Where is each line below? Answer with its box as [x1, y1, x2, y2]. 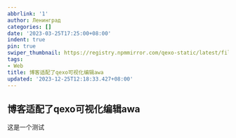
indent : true [7, 36, 46, 43]
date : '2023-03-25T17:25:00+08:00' [7, 29, 112, 37]
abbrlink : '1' [7, 10, 49, 18]
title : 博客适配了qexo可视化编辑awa [7, 69, 104, 76]
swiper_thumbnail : [7, 50, 61, 57]
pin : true [7, 43, 37, 50]
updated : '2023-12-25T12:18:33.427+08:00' [7, 75, 133, 83]
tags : [7, 56, 23, 63]
